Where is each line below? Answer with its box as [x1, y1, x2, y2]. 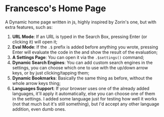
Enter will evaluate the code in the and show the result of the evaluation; [12, 49, 158, 55]
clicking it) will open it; [12, 39, 58, 44]
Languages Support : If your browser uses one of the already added [12, 85, 150, 91]
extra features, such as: [5, 24, 53, 30]
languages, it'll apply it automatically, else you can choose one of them [12, 91, 155, 97]
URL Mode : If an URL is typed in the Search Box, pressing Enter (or [12, 34, 147, 39]
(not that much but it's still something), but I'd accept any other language [12, 101, 160, 107]
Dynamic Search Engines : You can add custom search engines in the [12, 59, 153, 65]
